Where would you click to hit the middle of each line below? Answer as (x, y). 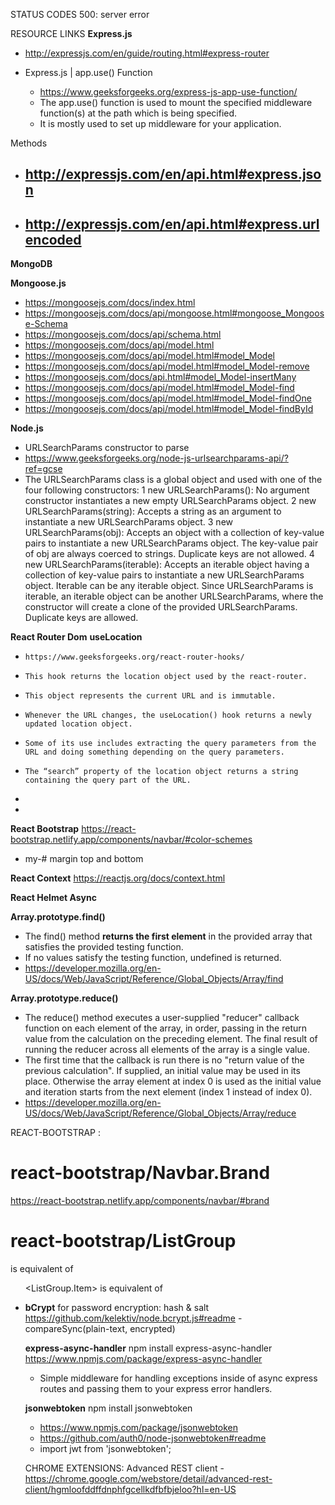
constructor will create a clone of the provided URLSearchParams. (161, 607)
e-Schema (46, 324)
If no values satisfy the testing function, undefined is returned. (153, 958)
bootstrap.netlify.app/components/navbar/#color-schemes (131, 840)
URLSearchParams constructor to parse (107, 448)
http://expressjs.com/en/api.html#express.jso (173, 174)
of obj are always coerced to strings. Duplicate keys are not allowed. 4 (169, 554)
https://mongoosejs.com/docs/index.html (110, 303)
